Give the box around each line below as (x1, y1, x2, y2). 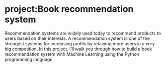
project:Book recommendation (4, 3, 134, 15)
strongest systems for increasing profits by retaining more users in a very (4, 40, 155, 46)
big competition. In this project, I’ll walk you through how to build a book (4, 46, 152, 52)
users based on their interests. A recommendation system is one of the (4, 35, 150, 41)
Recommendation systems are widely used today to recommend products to (4, 30, 161, 36)
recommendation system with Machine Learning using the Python (4, 51, 140, 57)
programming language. (4, 56, 54, 62)
